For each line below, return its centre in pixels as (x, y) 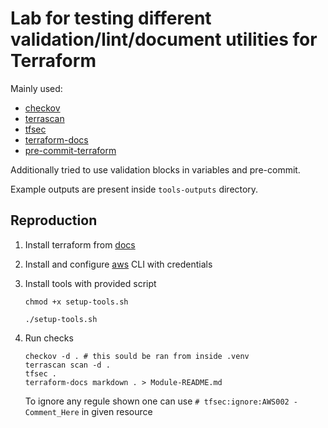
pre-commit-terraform (70, 150)
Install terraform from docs (80, 244)
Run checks (49, 338)
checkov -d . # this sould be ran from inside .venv (137, 356)
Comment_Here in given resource (88, 411)
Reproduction (54, 220)
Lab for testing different (111, 18)
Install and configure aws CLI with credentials (118, 264)
